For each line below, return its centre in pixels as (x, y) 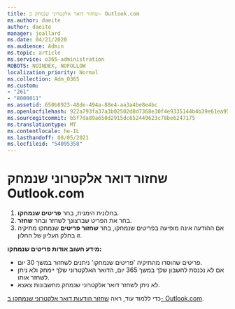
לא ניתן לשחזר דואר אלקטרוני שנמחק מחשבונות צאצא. (88, 285)
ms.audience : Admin (36, 46)
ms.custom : (23, 85)
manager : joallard (34, 33)
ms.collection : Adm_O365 (43, 79)
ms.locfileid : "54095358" (45, 144)
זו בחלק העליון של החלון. (50, 235)
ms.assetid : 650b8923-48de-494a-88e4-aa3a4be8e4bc (83, 105)
